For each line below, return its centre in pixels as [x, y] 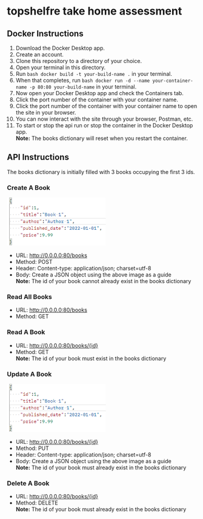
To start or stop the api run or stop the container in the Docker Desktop [104, 125]
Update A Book [29, 374]
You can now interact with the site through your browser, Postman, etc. [104, 119]
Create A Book [28, 187]
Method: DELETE [37, 503]
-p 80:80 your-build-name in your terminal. [83, 87]
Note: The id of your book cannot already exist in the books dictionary [103, 281]
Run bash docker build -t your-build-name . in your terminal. [94, 74]
